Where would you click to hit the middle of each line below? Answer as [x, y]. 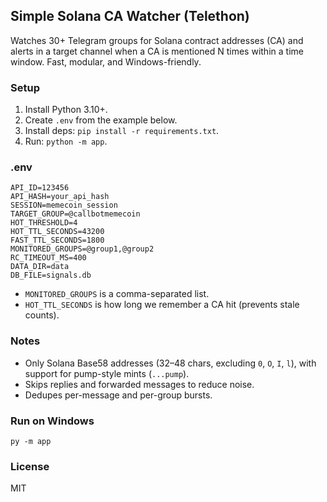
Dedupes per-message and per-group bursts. [118, 395]
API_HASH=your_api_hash [60, 197]
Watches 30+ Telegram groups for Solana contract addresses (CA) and [157, 40]
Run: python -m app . [66, 141]
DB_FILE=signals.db [51, 275]
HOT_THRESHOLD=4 [44, 223]
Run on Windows [52, 421]
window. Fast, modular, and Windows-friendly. [106, 61]
